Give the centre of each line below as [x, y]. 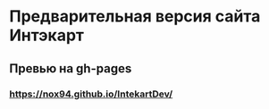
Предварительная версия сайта [135, 17]
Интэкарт [47, 35]
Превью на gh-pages [71, 68]
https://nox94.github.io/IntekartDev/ [91, 94]
